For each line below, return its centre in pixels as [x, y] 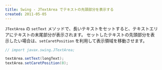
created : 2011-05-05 [26, 14]
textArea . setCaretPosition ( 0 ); [37, 63]
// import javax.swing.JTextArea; [40, 50]
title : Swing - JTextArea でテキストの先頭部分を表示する [59, 9]
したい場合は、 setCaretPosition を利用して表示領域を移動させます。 [78, 41]
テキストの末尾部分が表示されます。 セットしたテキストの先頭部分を [82, 35]
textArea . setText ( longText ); [35, 59]
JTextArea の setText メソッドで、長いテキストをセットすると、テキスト [77, 28]
